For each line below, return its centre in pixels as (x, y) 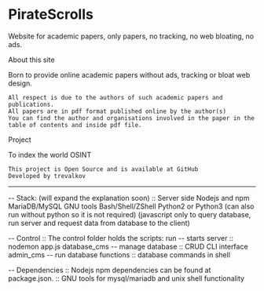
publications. (31, 104)
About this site (31, 60)
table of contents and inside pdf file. (75, 125)
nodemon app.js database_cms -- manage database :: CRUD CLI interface (128, 246)
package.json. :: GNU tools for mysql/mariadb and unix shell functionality (126, 278)
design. (20, 83)
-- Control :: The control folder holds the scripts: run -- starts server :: (121, 238)
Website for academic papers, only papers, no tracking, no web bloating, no (131, 36)
